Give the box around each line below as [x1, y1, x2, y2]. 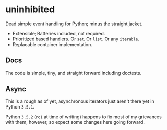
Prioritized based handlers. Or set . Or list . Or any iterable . [12, 36, 139, 42]
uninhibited [5, 4, 55, 15]
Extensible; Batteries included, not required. [12, 30, 105, 36]
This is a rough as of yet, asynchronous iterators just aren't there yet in [5, 98, 154, 104]
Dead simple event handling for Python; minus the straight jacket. [5, 20, 143, 27]
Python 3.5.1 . [5, 103, 35, 110]
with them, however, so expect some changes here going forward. [5, 119, 145, 125]
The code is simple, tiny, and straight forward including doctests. [5, 70, 142, 76]
